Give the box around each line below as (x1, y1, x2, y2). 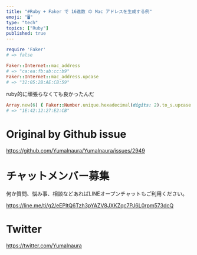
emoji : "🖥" (6, 14, 34, 20)
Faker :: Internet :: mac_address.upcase (6, 74, 99, 80)
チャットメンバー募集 (6, 170, 110, 183)
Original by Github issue (6, 128, 127, 141)
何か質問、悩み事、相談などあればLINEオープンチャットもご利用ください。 (6, 190, 188, 197)
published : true (6, 31, 46, 37)
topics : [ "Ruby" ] (6, 25, 49, 31)
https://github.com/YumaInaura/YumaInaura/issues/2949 (6, 147, 146, 154)
